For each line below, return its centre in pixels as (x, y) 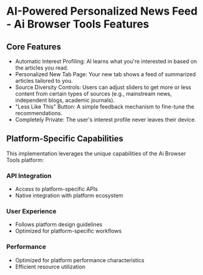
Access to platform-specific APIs (57, 189)
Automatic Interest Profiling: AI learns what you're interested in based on (106, 61)
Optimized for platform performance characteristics (80, 260)
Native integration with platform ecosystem (69, 196)
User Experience (31, 212)
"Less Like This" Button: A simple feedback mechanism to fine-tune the (105, 107)
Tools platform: (25, 160)
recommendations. (39, 113)
